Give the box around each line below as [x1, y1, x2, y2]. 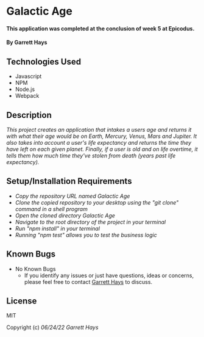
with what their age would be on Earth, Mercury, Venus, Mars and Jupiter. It [6, 132, 197, 140]
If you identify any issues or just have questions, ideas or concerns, [24, 272, 194, 279]
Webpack [15, 92, 40, 100]
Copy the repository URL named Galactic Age [15, 192, 130, 200]
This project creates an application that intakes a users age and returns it [6, 126, 192, 133]
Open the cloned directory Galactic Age [15, 212, 116, 219]
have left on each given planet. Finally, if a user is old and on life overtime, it [6, 145, 198, 153]
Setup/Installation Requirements [6, 176, 132, 187]
